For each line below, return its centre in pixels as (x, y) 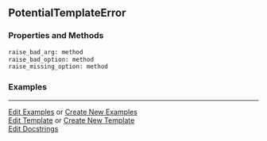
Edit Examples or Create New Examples (73, 112)
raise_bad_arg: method (46, 52)
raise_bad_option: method (51, 59)
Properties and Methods (56, 36)
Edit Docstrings (33, 128)
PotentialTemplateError (67, 13)
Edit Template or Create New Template (72, 120)
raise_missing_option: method (58, 67)
